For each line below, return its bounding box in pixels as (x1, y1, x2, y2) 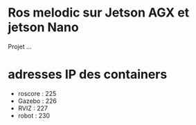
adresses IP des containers (8, 67, 168, 82)
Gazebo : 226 (17, 97, 57, 105)
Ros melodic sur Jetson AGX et (8, 5, 190, 21)
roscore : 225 (17, 89, 57, 97)
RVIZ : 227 (17, 104, 48, 112)
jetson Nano (8, 19, 79, 35)
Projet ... (8, 42, 32, 50)
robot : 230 (17, 111, 51, 119)
